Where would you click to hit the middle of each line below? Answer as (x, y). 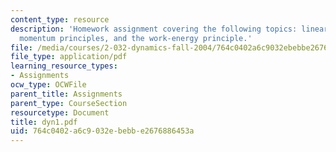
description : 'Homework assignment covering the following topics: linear (169, 29)
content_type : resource (60, 19)
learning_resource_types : (64, 66)
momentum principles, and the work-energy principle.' (136, 38)
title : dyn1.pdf (44, 122)
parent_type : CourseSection (69, 103)
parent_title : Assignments (66, 94)
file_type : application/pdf (69, 57)
